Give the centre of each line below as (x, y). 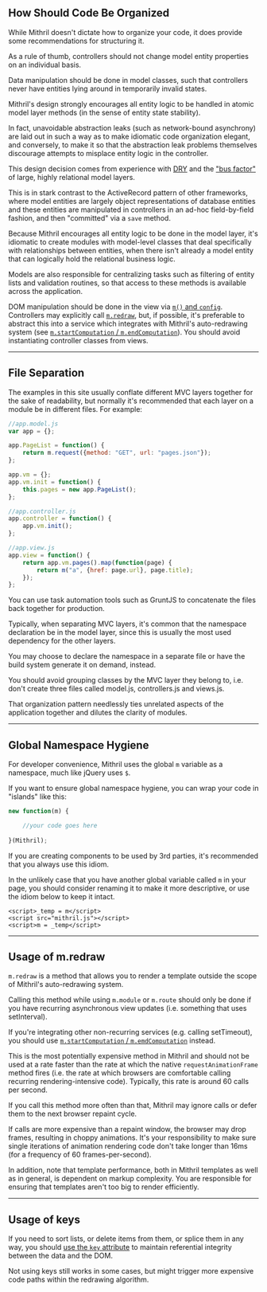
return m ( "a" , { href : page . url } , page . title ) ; (115, 570)
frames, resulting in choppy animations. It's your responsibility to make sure (132, 1137)
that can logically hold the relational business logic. (92, 259)
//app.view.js (32, 548)
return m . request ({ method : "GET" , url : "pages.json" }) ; (117, 453)
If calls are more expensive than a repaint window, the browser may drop (127, 1130)
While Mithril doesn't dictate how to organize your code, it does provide (125, 32)
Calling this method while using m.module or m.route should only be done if (130, 1000)
